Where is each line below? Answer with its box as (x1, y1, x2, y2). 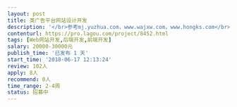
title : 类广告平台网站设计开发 (7, 17, 87, 24)
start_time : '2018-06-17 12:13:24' (7, 56, 112, 63)
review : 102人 (7, 63, 48, 70)
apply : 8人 (7, 69, 39, 76)
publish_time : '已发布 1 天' (7, 50, 89, 57)
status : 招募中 (7, 89, 49, 96)
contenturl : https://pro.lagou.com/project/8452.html (7, 30, 169, 37)
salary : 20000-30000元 (7, 43, 73, 50)
